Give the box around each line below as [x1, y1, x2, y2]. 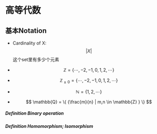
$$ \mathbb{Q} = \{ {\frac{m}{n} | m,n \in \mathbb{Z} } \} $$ [25, 99, 152, 105]
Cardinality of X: [12, 40, 47, 46]
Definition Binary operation [5, 110, 64, 116]
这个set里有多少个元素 [12, 57, 59, 62]
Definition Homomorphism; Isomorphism [5, 123, 94, 129]
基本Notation [5, 26, 47, 35]
